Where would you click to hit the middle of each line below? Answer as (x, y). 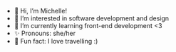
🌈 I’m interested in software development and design (92, 18)
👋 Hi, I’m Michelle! (41, 11)
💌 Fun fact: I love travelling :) (56, 41)
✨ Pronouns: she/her (45, 33)
